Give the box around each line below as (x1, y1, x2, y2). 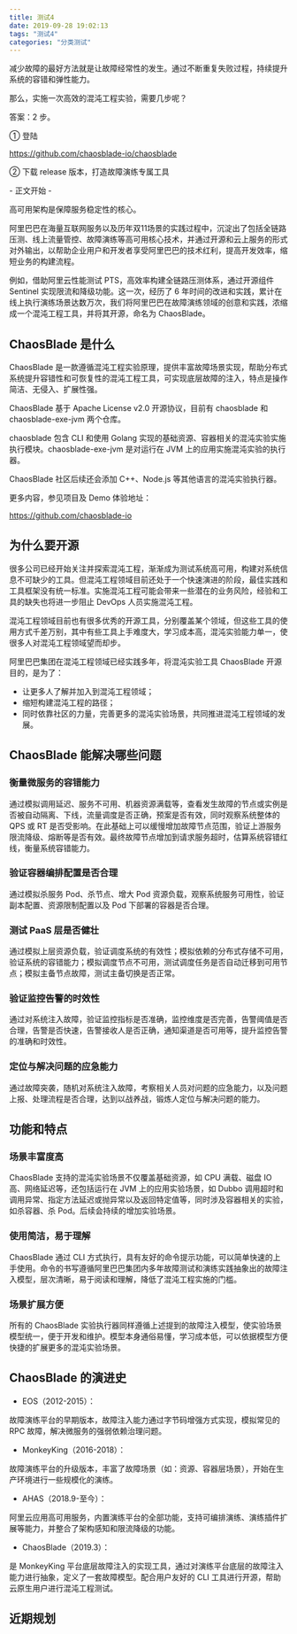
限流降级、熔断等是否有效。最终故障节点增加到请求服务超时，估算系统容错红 (9, 832, 288, 842)
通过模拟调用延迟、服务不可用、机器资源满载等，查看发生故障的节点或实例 (9, 798, 280, 809)
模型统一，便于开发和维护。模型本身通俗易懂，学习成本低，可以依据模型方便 (9, 1331, 288, 1342)
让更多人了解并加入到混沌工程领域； (21, 685, 155, 696)
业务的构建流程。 (16, 256, 80, 267)
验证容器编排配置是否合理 (9, 867, 118, 879)
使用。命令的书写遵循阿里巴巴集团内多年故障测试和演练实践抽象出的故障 (16, 1263, 280, 1274)
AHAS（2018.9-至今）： (21, 1493, 107, 1504)
